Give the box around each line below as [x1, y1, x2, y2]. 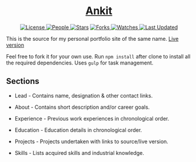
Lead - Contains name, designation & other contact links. [14, 92, 153, 99]
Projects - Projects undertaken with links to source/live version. [14, 138, 169, 145]
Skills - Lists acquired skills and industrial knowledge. [14, 149, 144, 156]
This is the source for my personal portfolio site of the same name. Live [6, 35, 179, 42]
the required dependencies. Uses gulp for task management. [6, 59, 154, 66]
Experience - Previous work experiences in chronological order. [14, 115, 170, 122]
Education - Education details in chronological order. [14, 126, 142, 134]
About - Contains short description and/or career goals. [14, 103, 150, 111]
